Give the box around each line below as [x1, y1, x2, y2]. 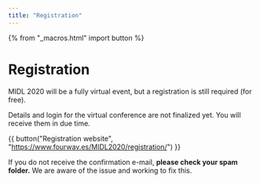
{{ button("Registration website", [8, 134, 114, 143]
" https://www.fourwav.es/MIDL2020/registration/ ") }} [8, 142, 181, 152]
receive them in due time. [8, 119, 90, 128]
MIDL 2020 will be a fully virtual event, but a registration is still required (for [8, 86, 252, 96]
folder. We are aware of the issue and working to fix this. [8, 166, 192, 175]
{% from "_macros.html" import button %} [8, 33, 145, 42]
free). [8, 95, 26, 104]
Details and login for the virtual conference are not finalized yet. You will [8, 110, 241, 119]
